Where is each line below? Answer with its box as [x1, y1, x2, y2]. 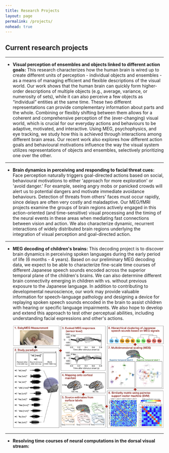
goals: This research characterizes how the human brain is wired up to [12, 67, 159, 73]
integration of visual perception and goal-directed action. [12, 231, 131, 237]
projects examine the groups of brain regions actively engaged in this [12, 205, 156, 211]
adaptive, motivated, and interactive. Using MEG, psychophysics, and [12, 126, 157, 132]
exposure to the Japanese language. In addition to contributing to [12, 283, 148, 289]
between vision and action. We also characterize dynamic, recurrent [12, 221, 154, 227]
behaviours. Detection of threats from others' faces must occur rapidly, [12, 194, 160, 200]
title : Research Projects [5, 8, 59, 13]
